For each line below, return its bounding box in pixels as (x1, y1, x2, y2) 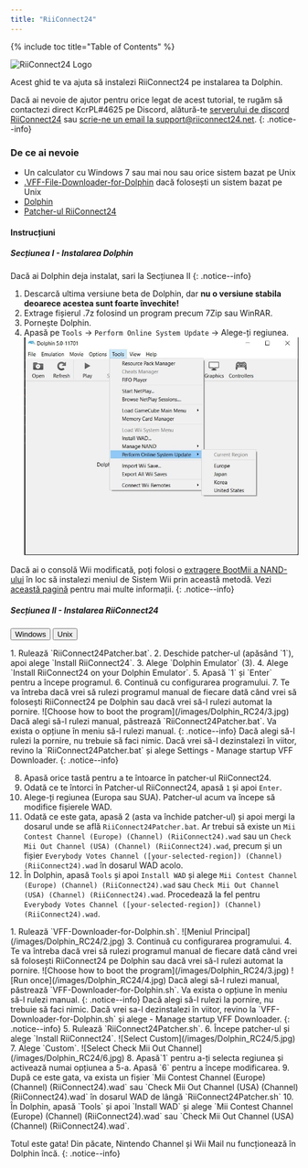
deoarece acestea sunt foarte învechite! (23, 298, 179, 309)
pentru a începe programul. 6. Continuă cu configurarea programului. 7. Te (10, 677, 291, 688)
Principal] (214, 927, 250, 938)
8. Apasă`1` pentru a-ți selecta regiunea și (126, 1053, 284, 1064)
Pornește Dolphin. (23, 317, 92, 328)
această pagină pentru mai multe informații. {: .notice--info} (10, 584, 235, 595)
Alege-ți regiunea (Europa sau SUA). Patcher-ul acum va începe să (23, 792, 276, 803)
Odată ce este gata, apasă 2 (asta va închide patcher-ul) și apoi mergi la (23, 811, 295, 822)
